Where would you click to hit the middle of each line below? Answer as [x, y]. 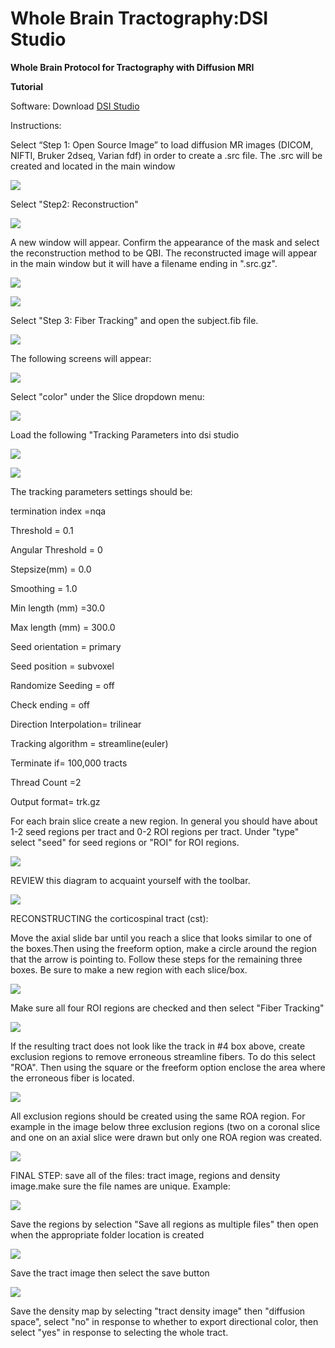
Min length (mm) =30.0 [58, 608]
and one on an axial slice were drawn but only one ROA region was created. [166, 1137]
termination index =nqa [58, 511]
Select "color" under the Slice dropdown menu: [107, 396]
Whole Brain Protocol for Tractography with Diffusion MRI [132, 67]
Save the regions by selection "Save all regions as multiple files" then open [164, 1224]
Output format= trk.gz [55, 801]
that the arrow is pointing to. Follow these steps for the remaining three [156, 959]
